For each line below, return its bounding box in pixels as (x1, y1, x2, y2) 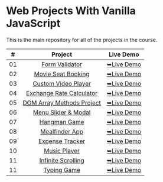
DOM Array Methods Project (22, 99, 102, 107)
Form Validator (41, 60, 83, 69)
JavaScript (6, 17, 61, 30)
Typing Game (43, 165, 81, 174)
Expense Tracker (38, 137, 86, 145)
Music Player (44, 147, 80, 155)
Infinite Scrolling (39, 156, 84, 164)
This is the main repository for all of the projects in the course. (6, 36, 158, 43)
